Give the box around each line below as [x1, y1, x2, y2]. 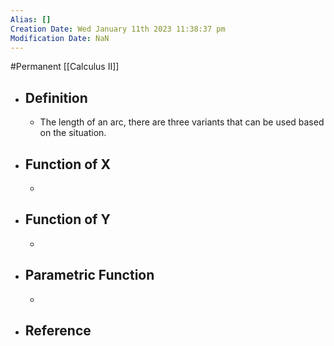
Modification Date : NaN [10, 33, 110, 43]
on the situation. [39, 127, 107, 139]
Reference [24, 322, 92, 340]
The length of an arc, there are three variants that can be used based [39, 116, 325, 128]
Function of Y [24, 211, 111, 228]
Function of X [24, 156, 111, 173]
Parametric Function [24, 267, 155, 284]
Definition [24, 89, 88, 106]
